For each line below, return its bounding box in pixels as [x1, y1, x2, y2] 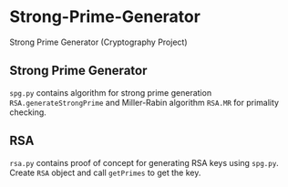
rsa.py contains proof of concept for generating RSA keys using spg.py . [9, 157, 280, 168]
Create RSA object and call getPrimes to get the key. [9, 167, 201, 178]
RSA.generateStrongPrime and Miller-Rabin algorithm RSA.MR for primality [9, 97, 280, 108]
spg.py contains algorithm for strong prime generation [9, 87, 212, 98]
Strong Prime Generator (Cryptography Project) [9, 36, 188, 47]
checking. [9, 107, 47, 118]
